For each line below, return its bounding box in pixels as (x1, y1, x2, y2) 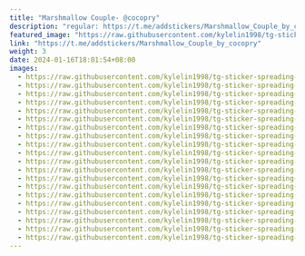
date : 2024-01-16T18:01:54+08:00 (9, 55, 136, 64)
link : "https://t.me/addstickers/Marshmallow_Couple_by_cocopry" (9, 38, 261, 48)
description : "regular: (9, 22, 100, 31)
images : (9, 64, 39, 74)
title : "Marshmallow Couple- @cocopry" (9, 13, 161, 23)
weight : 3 (9, 47, 47, 56)
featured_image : (9, 30, 71, 39)
